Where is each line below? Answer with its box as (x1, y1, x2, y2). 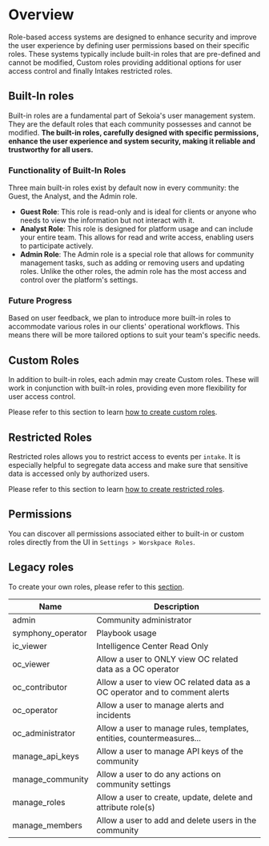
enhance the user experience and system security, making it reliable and (8, 136, 256, 146)
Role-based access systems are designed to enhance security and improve (8, 32, 258, 42)
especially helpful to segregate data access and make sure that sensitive (8, 460, 248, 469)
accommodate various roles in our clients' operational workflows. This (8, 322, 240, 332)
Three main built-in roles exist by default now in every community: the (8, 183, 239, 193)
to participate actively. (19, 241, 94, 251)
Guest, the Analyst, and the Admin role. (8, 191, 138, 201)
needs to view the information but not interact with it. (19, 216, 195, 225)
